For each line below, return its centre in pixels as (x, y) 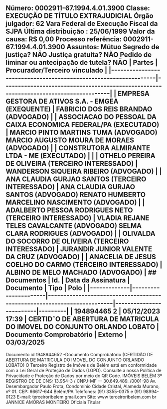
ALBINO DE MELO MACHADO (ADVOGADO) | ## (81, 272)
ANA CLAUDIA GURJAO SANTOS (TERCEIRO (76, 179)
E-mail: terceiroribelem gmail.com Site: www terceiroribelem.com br (86, 397)
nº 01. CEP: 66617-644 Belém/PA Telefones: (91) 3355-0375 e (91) (74, 391)
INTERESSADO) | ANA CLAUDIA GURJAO (70, 187)
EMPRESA (134, 94)
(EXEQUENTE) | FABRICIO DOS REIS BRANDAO (79, 109)
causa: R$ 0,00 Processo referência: (64, 39)
